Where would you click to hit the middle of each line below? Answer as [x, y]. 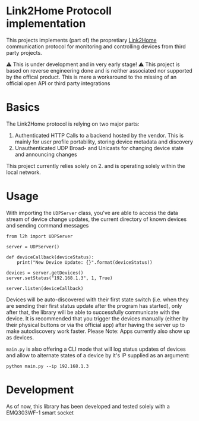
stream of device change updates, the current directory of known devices [97, 219]
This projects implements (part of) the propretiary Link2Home [81, 40]
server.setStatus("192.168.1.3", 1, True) [59, 278]
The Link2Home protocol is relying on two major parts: [73, 124]
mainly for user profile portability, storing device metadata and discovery [104, 142]
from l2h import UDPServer [40, 236]
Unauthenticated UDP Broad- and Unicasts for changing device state [99, 148]
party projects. [24, 52]
